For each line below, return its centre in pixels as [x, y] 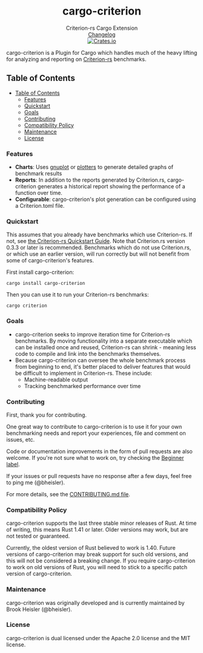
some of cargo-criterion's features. [50, 261]
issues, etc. [21, 439]
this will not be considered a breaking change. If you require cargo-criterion [101, 561]
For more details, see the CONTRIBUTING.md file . [68, 494]
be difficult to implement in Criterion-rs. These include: [84, 373]
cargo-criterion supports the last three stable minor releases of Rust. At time [101, 523]
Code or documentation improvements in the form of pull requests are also [99, 451]
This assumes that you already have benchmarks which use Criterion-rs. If [99, 234]
